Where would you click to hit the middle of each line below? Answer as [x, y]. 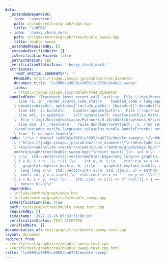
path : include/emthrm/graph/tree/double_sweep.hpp [67, 38]
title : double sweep [35, 42]
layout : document [23, 234]
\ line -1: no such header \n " [45, 134]
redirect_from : [21, 239]
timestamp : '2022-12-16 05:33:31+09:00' [51, 216]
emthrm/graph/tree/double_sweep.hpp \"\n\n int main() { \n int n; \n [84, 152]
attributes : [22, 70]
